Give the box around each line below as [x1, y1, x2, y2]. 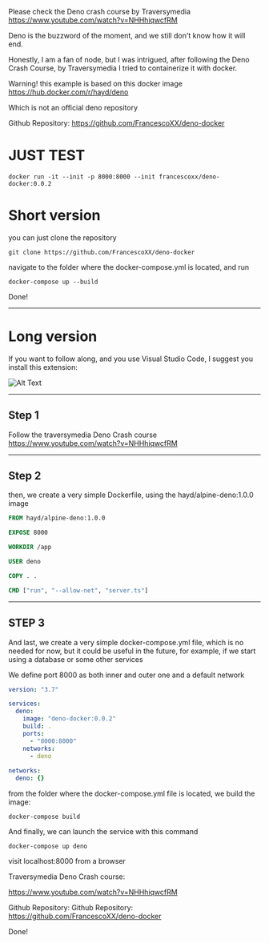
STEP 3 [8, 616, 46, 630]
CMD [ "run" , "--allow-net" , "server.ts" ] [8, 586, 149, 595]
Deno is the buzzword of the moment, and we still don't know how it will [8, 31, 246, 40]
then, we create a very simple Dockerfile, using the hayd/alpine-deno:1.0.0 [8, 490, 254, 500]
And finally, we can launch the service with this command [8, 827, 199, 836]
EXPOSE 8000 [8, 528, 48, 537]
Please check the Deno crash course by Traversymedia [8, 7, 191, 16]
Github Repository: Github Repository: [8, 903, 134, 912]
